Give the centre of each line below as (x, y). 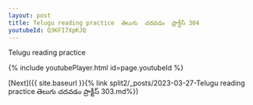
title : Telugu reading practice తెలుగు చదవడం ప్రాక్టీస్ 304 (104, 23)
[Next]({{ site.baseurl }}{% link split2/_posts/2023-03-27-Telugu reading (126, 83)
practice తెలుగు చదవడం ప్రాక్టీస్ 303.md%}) (74, 92)
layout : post (30, 15)
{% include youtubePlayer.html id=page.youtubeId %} (96, 68)
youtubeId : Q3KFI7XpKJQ (47, 30)
